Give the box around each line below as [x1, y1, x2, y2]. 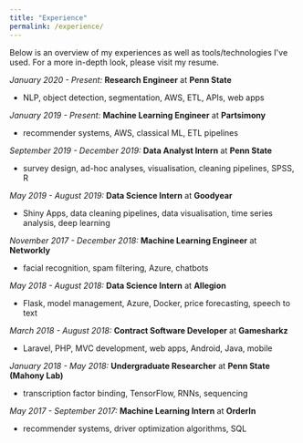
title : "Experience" [9, 13, 89, 23]
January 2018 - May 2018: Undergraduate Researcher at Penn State [9, 360, 271, 371]
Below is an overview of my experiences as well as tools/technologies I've [9, 46, 288, 57]
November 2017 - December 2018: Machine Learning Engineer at [9, 234, 257, 246]
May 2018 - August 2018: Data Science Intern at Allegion [9, 280, 226, 291]
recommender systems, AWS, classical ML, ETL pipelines [22, 127, 239, 138]
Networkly [9, 244, 51, 255]
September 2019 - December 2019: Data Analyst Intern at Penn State [9, 145, 272, 156]
